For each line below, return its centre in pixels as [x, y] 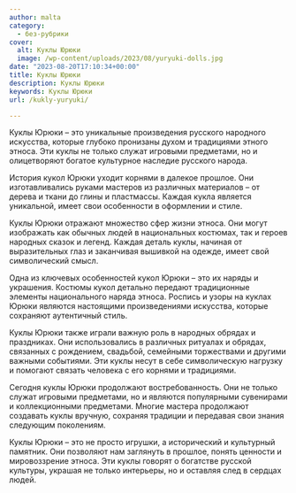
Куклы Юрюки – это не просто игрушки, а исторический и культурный [142, 443]
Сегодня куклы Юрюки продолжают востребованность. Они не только [144, 388]
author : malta [35, 17]
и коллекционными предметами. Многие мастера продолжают [129, 406]
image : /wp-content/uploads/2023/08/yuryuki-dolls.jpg [120, 58]
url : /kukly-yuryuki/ [49, 100]
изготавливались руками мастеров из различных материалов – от [135, 188]
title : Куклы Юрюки [45, 75]
